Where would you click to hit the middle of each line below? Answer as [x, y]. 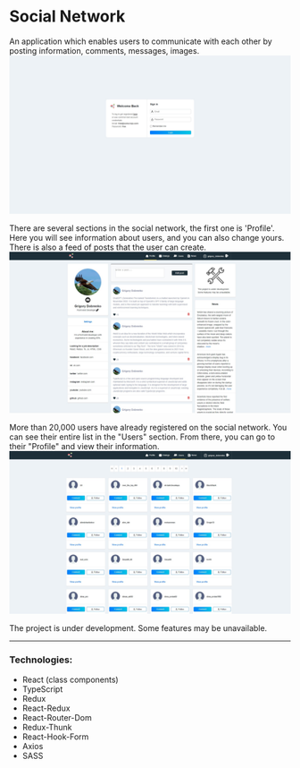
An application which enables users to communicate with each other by [141, 41]
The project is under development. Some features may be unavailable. [138, 628]
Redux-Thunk [47, 727]
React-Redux [46, 708]
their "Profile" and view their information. [84, 446]
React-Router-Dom [57, 717]
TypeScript [42, 689]
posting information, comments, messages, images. [104, 50]
